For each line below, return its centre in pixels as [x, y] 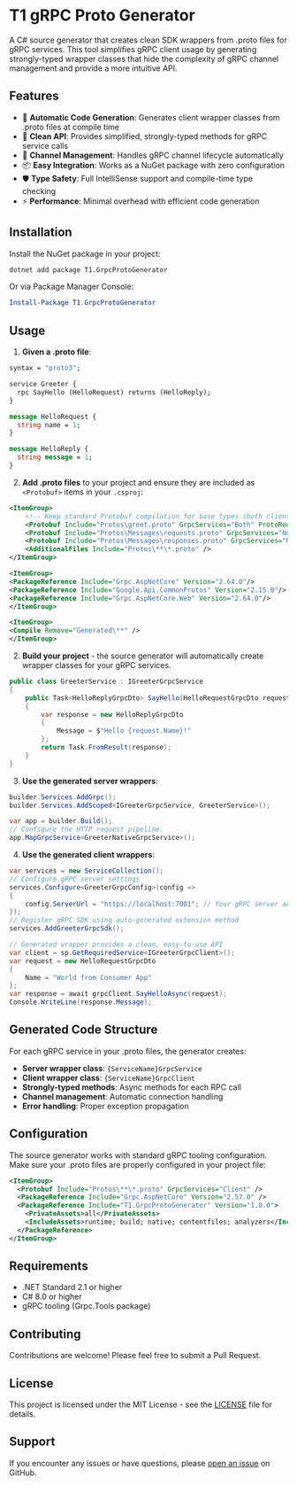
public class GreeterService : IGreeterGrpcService [106, 681]
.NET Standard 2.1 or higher [72, 1287]
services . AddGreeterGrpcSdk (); [67, 929]
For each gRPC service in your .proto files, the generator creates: [128, 1051]
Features [34, 96]
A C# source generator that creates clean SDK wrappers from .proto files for [148, 40]
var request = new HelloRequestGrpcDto [83, 961]
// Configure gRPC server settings [75, 879]
